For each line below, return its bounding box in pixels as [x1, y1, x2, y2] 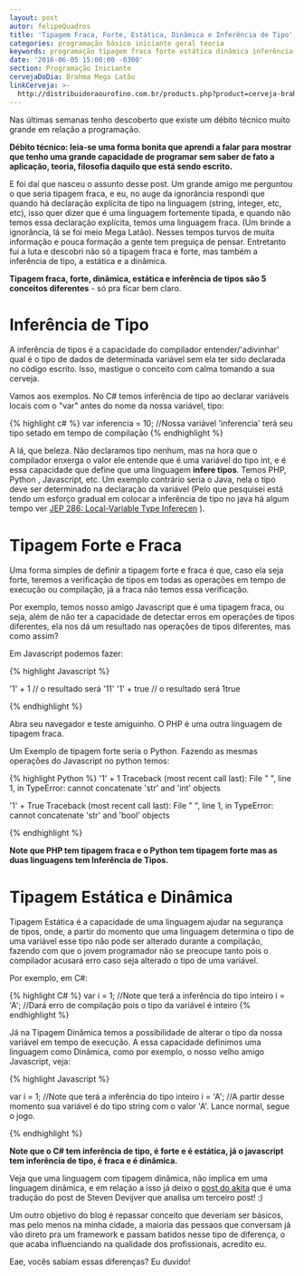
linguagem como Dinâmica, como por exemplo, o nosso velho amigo [9, 1046, 265, 1057]
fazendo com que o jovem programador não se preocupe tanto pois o [9, 946, 269, 957]
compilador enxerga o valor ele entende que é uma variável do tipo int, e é [9, 455, 287, 466]
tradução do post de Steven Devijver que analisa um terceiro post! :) [9, 1193, 264, 1203]
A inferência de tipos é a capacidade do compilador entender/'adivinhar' [9, 344, 280, 355]
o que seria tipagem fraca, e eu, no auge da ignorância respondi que [9, 188, 265, 199]
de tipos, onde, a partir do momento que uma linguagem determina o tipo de [9, 927, 294, 937]
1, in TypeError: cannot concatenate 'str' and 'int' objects [9, 782, 222, 794]
